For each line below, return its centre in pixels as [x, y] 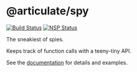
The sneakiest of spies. [35, 39]
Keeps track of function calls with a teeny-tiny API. [69, 51]
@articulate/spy [47, 11]
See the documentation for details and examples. [67, 62]
